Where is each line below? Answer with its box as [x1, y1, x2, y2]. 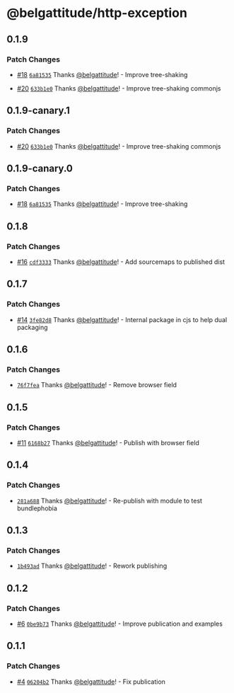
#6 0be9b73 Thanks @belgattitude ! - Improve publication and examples [16, 619, 223, 628]
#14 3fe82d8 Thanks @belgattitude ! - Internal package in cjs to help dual [16, 315, 228, 323]
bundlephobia [16, 504, 58, 512]
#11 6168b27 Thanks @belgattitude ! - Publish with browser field [16, 439, 199, 447]
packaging [16, 323, 48, 331]
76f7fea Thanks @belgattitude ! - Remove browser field [16, 381, 177, 389]
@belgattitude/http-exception [6, 5, 188, 21]
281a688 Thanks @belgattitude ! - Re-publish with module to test [16, 496, 203, 505]
